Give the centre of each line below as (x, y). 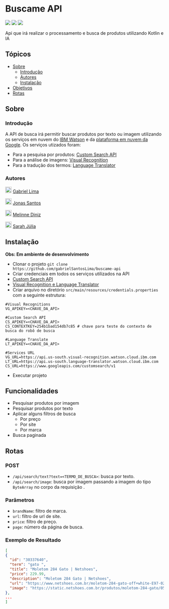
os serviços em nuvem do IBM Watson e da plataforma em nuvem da (77, 139)
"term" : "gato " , (28, 565)
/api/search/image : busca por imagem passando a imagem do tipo (81, 482)
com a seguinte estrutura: (39, 295)
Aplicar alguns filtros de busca (44, 414)
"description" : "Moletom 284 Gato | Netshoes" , (61, 579)
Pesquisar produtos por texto (43, 409)
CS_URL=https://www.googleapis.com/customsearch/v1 (60, 366)
